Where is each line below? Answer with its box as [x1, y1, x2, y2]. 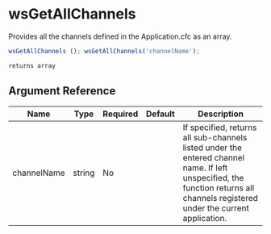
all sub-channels [182, 132, 248, 143]
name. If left [182, 162, 228, 173]
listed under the [182, 142, 242, 153]
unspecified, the [182, 172, 244, 183]
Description [197, 108, 244, 119]
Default [146, 108, 175, 119]
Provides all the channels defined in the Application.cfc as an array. [8, 31, 232, 41]
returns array [8, 61, 56, 69]
